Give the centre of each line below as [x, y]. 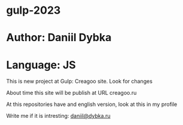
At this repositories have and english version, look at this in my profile [92, 104]
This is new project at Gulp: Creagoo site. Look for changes [79, 82]
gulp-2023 [33, 10]
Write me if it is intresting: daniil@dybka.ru [58, 116]
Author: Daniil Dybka [59, 38]
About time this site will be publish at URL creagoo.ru [71, 93]
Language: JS [41, 65]
